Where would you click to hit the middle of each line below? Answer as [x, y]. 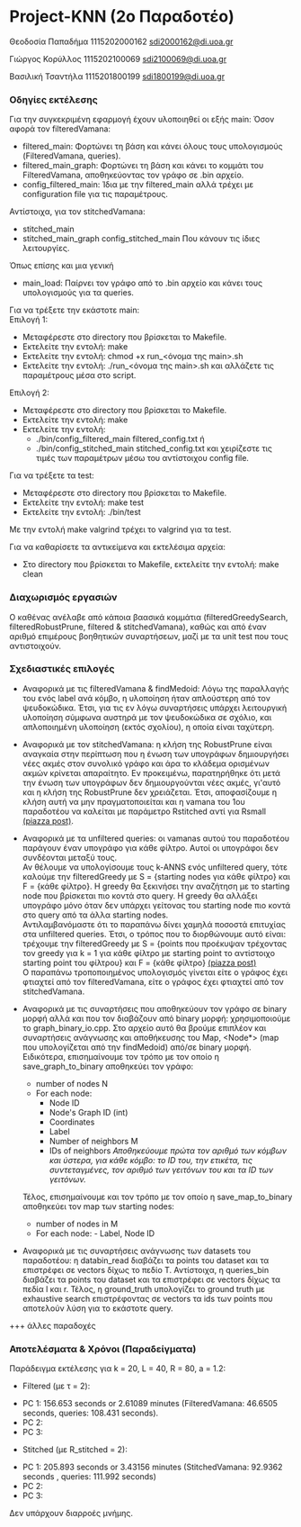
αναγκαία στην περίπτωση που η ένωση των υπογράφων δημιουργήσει [155, 754]
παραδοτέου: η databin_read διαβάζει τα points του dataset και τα [146, 1260]
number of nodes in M [77, 1224]
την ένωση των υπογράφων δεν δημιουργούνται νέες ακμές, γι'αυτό [151, 782]
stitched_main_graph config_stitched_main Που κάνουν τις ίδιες [141, 239]
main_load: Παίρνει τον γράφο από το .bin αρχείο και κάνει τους [142, 283]
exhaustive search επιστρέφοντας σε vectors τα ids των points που [147, 1298]
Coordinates [72, 1122]
